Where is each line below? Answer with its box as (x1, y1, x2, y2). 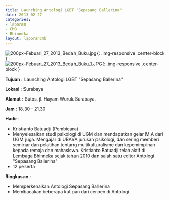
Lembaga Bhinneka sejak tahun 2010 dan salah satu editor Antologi (12, 153, 154, 159)
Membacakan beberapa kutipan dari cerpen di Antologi (12, 188, 129, 194)
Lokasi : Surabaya (5, 86, 43, 92)
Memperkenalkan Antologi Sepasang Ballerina (12, 183, 110, 189)
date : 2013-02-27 (5, 12, 42, 17)
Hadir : (5, 115, 20, 121)
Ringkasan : (5, 173, 31, 179)
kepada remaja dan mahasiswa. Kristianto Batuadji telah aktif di (12, 147, 146, 153)
